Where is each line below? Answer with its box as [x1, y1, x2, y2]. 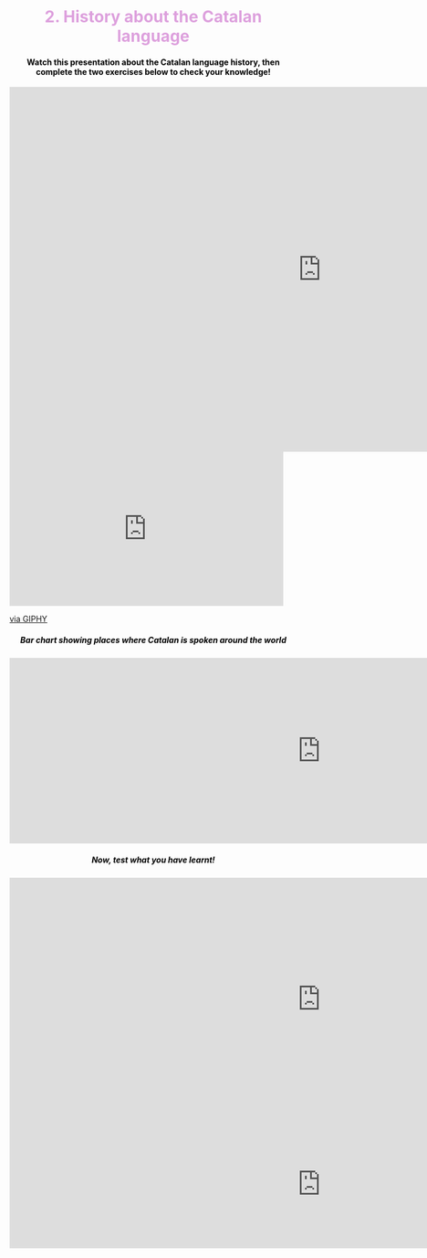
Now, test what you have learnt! [90, 854, 216, 865]
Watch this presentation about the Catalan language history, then [26, 57, 280, 68]
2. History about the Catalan [44, 6, 263, 27]
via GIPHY [9, 614, 48, 625]
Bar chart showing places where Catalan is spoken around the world [19, 634, 287, 645]
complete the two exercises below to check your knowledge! [36, 66, 271, 77]
